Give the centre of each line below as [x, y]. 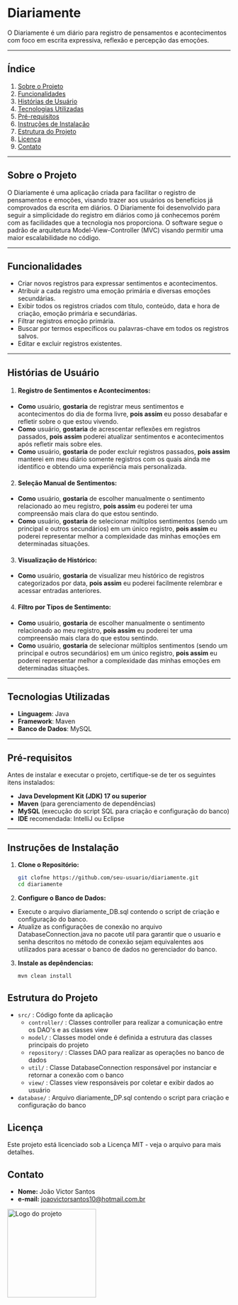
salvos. [28, 336]
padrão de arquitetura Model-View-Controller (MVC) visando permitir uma [115, 230]
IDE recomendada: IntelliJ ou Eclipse [71, 819]
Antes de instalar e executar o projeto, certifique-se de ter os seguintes [112, 775]
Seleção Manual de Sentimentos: [67, 482]
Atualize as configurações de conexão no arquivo [90, 927]
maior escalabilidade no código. [54, 237]
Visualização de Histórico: [57, 560]
